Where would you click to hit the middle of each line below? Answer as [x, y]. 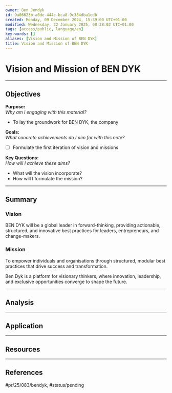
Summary [21, 199]
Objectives [23, 94]
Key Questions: [22, 158]
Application [24, 326]
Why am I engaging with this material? [46, 112]
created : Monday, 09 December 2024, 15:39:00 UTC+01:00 [66, 20]
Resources [23, 349]
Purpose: [15, 106]
